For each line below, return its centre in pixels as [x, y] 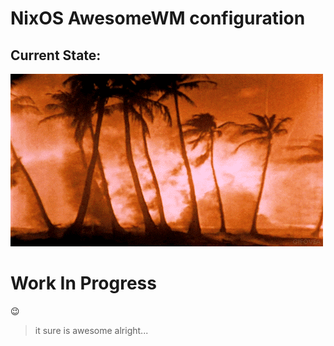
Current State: [56, 55]
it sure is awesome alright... [91, 330]
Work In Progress [83, 283]
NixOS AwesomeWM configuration [158, 18]
